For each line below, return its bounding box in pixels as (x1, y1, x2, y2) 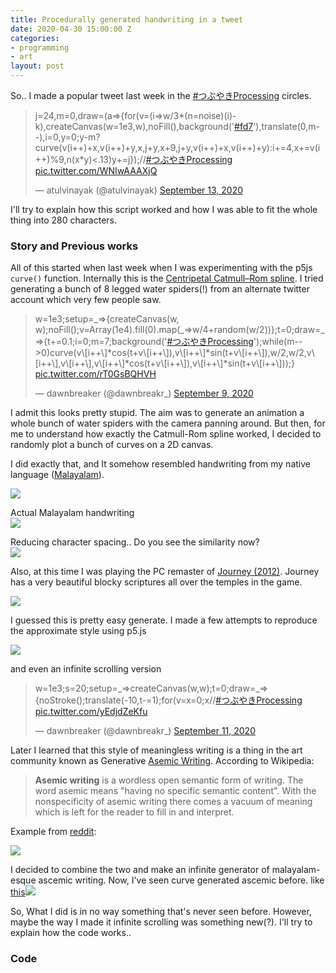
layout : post (10, 61, 65, 71)
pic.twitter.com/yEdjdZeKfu (34, 706, 148, 718)
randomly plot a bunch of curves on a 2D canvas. (10, 439, 214, 451)
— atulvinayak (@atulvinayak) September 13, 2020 (34, 184, 244, 196)
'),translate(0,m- (253, 121, 321, 132)
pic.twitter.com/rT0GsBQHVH (34, 368, 157, 380)
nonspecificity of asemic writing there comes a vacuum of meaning (34, 796, 313, 808)
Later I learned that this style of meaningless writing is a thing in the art (10, 744, 303, 756)
